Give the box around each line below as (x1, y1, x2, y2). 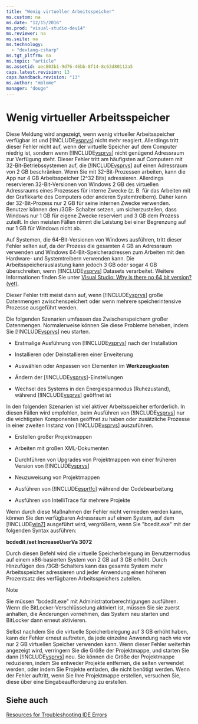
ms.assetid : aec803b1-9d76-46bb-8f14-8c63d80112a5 (6, 63, 133, 70)
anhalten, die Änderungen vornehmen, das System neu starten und (6, 610, 169, 617)
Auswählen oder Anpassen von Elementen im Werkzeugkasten (14, 362, 169, 369)
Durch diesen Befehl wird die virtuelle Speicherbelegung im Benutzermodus (6, 550, 190, 557)
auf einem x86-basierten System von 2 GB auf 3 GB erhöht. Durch (6, 556, 167, 563)
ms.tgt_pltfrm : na (6, 53, 51, 58)
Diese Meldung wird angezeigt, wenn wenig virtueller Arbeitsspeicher (6, 131, 175, 138)
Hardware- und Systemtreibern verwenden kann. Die (6, 255, 134, 262)
